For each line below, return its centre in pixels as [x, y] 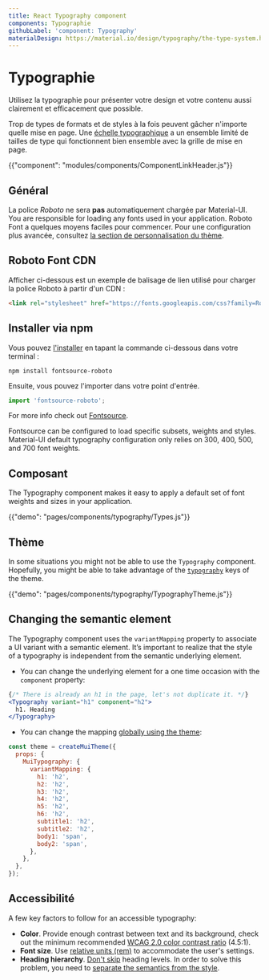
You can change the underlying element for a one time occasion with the [140, 671]
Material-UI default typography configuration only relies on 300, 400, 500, [131, 440]
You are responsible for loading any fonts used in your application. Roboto [130, 218]
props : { [30, 754]
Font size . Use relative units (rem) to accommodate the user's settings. [137, 950]
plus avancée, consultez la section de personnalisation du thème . [116, 235]
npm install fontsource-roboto [60, 371]
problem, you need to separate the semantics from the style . [120, 967]
